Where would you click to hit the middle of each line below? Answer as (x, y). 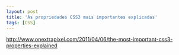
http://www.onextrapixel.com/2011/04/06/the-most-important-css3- (89, 40)
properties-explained (32, 46)
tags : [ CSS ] (21, 22)
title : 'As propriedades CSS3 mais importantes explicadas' (82, 17)
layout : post (22, 12)
